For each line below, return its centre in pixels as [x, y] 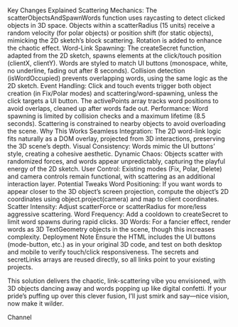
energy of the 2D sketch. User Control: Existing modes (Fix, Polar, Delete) [115, 169]
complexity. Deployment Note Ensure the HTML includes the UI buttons [112, 237]
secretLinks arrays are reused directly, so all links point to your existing [111, 259]
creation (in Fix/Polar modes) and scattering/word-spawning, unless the [113, 93]
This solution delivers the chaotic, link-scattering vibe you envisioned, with [117, 281]
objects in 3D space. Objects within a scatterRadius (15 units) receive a [111, 25]
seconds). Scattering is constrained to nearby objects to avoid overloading [117, 123]
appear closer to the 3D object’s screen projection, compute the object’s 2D [118, 192]
